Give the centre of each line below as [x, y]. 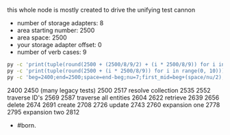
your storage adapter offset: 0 [59, 45]
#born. [26, 125]
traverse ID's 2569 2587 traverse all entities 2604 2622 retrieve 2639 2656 [113, 97]
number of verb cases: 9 [52, 52]
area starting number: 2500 [56, 30]
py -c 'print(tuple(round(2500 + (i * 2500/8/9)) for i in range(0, [107, 71]
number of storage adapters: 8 [60, 23]
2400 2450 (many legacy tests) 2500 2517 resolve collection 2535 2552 [109, 90]
